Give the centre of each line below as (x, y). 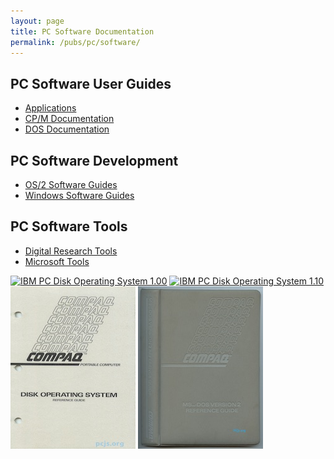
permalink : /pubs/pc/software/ (75, 42)
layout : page (37, 21)
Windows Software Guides (79, 195)
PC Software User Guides (91, 83)
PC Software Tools (69, 226)
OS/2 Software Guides (71, 184)
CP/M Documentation (69, 119)
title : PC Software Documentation (82, 31)
